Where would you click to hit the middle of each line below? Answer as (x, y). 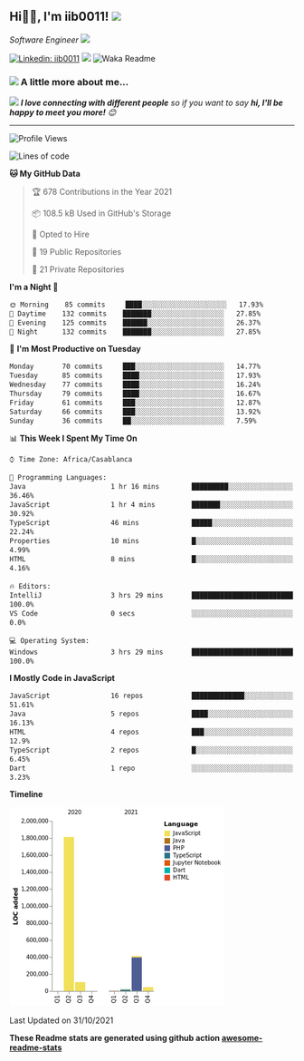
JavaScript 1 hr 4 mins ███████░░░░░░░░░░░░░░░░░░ (152, 505)
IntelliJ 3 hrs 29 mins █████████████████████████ (152, 596)
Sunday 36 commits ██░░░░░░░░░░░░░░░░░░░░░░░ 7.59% (133, 421)
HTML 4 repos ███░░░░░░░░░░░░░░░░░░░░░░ (152, 732)
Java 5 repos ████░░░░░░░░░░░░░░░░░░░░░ (152, 714)
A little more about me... (75, 82)
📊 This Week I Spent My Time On (73, 438)
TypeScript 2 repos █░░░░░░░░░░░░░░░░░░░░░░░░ (152, 750)
